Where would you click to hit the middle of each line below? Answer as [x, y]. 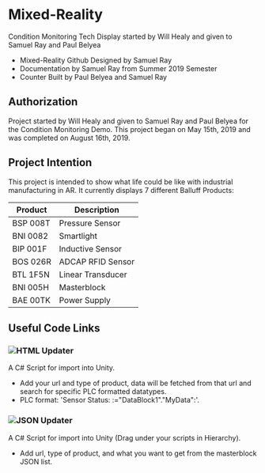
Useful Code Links [54, 328]
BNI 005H [31, 287]
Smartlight [78, 236]
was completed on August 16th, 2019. [69, 138]
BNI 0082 [30, 236]
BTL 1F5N [31, 274]
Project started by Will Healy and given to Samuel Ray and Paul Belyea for [129, 121]
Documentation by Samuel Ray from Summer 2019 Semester [118, 68]
